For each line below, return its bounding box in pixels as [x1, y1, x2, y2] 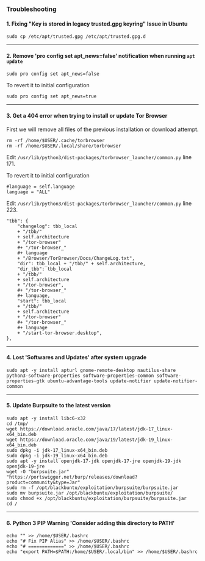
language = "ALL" [6, 188, 51, 195]
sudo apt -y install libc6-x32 [6, 415, 86, 421]
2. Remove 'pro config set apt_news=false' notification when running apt [6, 52, 195, 59]
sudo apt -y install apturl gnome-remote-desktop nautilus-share [6, 367, 176, 373]
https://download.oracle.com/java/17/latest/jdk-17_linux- [20, 426, 173, 432]
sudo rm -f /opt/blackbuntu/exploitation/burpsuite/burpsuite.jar [6, 484, 179, 491]
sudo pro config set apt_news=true [6, 93, 97, 99]
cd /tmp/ [6, 420, 29, 427]
